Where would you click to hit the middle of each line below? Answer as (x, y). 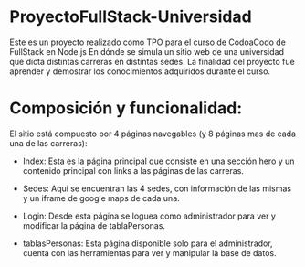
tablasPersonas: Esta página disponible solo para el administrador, (147, 243)
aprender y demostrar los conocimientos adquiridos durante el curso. (140, 71)
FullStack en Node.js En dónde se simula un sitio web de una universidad (147, 51)
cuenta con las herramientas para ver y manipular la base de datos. (149, 252)
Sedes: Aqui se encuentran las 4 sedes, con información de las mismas (157, 188)
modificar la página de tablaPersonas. (94, 225)
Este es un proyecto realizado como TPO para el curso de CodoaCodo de (147, 42)
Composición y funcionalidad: (126, 108)
